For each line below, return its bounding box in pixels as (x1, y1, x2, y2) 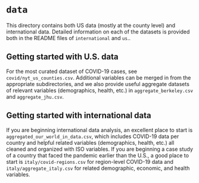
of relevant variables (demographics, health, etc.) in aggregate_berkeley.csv (6, 87, 194, 94)
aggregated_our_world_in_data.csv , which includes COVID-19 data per (6, 133, 179, 140)
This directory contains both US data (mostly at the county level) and (6, 22, 176, 29)
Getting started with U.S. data (6, 52, 119, 62)
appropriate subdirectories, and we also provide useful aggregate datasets (6, 80, 189, 87)
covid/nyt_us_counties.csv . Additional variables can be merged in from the (6, 74, 191, 81)
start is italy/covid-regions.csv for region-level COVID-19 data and (6, 158, 174, 165)
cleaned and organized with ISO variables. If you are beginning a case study (6, 145, 194, 152)
